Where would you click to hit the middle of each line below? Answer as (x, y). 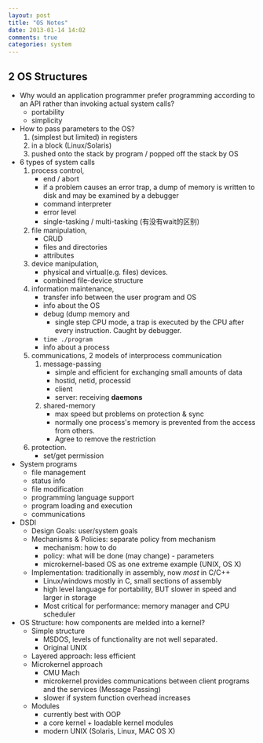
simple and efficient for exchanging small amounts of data (148, 372)
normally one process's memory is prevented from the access (155, 422)
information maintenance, (73, 288)
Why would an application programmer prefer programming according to (137, 95)
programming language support (83, 497)
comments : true (33, 37)
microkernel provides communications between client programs (146, 681)
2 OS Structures (48, 77)
